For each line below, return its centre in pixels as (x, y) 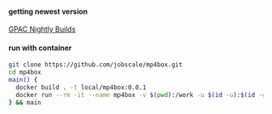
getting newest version (48, 11)
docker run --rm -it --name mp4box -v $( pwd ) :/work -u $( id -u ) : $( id (136, 95)
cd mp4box (25, 73)
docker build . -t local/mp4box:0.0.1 (81, 88)
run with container (40, 48)
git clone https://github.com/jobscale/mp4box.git (96, 65)
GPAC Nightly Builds (42, 29)
